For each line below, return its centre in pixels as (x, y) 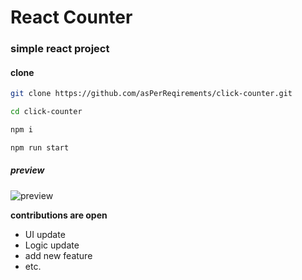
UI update (45, 234)
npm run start (40, 147)
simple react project (60, 49)
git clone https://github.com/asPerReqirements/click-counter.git (151, 94)
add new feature (58, 255)
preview (27, 170)
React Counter (71, 17)
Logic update (52, 245)
